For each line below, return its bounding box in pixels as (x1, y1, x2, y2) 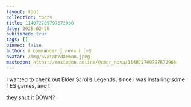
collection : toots (6, 14, 52, 20)
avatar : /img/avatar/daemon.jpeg (6, 53, 90, 60)
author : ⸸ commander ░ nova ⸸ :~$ (6, 48, 92, 54)
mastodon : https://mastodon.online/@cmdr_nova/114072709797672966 (6, 59, 177, 65)
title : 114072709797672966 (6, 20, 74, 26)
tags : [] (6, 37, 28, 43)
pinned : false (6, 43, 42, 49)
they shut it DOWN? (6, 94, 55, 101)
